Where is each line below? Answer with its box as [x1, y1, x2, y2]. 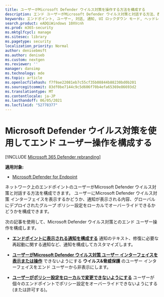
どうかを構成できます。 [5, 208, 52, 214]
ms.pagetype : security [5, 39, 51, 44]
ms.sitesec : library [5, 35, 47, 40]
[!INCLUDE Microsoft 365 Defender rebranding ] [5, 154, 101, 160]
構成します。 [13, 225, 39, 230]
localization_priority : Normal [5, 44, 69, 48]
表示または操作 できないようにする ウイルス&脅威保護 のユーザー [12, 258, 143, 264]
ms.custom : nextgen [5, 57, 45, 62]
